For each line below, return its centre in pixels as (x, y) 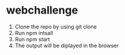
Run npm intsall (34, 33)
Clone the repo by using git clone (56, 27)
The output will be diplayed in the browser (67, 46)
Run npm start (32, 39)
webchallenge (42, 10)
